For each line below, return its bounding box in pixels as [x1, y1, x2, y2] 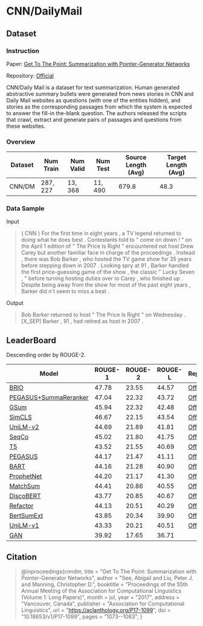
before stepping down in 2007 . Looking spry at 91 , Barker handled [21, 262, 189, 269]
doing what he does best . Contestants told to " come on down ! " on [21, 236, 192, 244]
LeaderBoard [6, 335, 56, 345]
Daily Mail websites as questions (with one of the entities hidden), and [6, 96, 181, 104]
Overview [6, 138, 36, 146]
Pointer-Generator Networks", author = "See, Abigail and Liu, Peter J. [21, 574, 193, 582]
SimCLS [9, 413, 32, 422]
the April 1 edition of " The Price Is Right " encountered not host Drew [21, 242, 194, 250]
